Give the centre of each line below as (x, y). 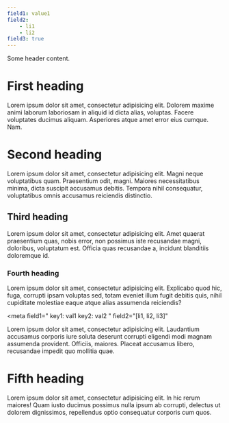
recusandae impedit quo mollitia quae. (61, 351)
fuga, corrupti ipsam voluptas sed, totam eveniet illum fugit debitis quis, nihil (114, 295)
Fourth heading (33, 273)
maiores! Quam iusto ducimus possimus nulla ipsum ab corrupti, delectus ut (114, 405)
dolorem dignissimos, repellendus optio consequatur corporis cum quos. (109, 413)
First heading (45, 86)
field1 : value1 (29, 13)
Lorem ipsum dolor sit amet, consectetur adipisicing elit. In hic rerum (104, 398)
